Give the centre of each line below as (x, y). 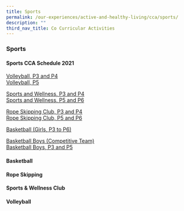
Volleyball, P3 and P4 (32, 76)
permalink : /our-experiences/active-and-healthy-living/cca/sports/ (92, 17)
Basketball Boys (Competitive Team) (50, 141)
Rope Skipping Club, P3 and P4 (44, 112)
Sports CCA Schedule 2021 (40, 63)
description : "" (26, 23)
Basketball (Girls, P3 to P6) (39, 130)
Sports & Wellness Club (35, 188)
